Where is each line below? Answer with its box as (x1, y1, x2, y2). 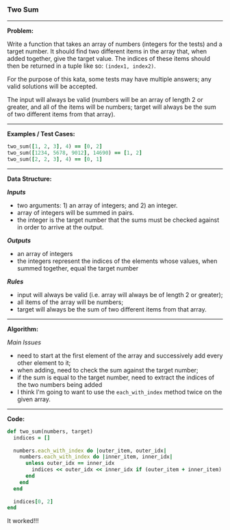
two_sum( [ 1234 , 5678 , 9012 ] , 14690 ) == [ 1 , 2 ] (7, 149, 142, 157)
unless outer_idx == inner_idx (25, 460, 115, 467)
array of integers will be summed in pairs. (16, 208, 135, 216)
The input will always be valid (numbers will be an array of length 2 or (7, 96, 203, 104)
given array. (16, 395, 51, 403)
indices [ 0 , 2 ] (13, 498, 53, 505)
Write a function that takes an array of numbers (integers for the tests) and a (7, 40, 222, 49)
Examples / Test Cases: (7, 130, 75, 138)
